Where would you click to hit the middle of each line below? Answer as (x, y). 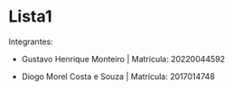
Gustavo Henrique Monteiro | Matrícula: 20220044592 (123, 59)
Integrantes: (31, 41)
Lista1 (30, 17)
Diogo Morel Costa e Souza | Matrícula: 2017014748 (118, 76)
